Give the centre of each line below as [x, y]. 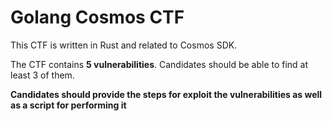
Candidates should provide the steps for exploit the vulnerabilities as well [166, 94]
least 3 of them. [42, 75]
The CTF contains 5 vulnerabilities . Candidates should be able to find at [159, 64]
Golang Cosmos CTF [97, 17]
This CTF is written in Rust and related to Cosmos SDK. [124, 45]
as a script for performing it [68, 105]
